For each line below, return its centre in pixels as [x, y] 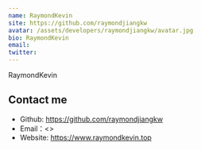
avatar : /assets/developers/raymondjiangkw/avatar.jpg [101, 30]
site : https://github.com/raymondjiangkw [78, 23]
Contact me [38, 100]
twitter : [23, 52]
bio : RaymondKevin [39, 38]
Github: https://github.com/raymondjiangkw [91, 119]
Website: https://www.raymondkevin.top [86, 137]
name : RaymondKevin [41, 15]
